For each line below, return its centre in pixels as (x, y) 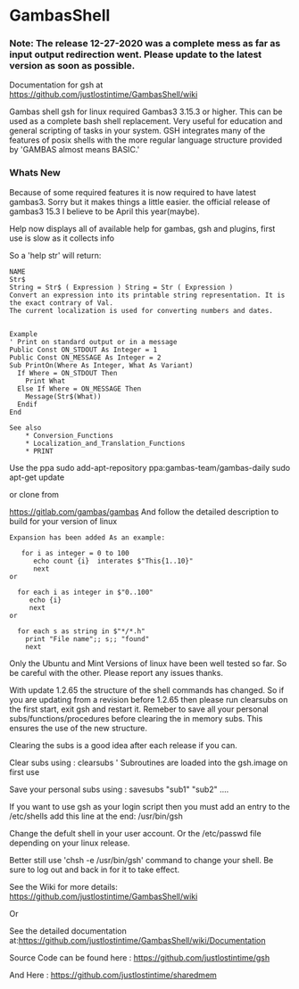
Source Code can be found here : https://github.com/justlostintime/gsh (140, 957)
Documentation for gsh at (56, 85)
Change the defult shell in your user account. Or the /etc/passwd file (135, 833)
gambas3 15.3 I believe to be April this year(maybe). (105, 211)
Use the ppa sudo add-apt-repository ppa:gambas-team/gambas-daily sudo (150, 467)
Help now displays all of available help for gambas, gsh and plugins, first (142, 228)
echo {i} (46, 600)
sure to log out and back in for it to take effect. (95, 869)
